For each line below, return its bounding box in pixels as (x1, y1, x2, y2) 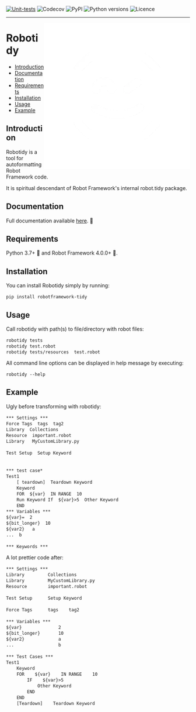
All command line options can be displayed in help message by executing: (6, 360, 184, 366)
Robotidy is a (6, 148, 38, 155)
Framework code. (6, 173, 48, 180)
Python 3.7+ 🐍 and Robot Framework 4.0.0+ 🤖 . (6, 249, 118, 257)
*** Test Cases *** (6, 653, 54, 659)
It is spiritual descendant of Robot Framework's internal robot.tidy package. (6, 184, 188, 191)
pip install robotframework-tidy (6, 294, 87, 300)
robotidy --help (6, 372, 45, 377)
